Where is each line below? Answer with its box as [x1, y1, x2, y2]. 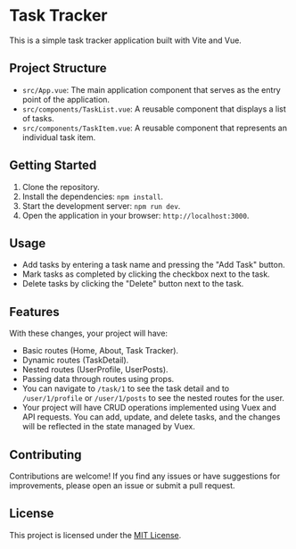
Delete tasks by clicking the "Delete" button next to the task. [21, 279, 244, 289]
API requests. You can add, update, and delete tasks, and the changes [21, 412, 281, 422]
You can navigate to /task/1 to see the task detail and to [21, 383, 230, 394]
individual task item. [21, 131, 96, 143]
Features [9, 304, 60, 320]
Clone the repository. [21, 181, 100, 192]
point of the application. [21, 94, 110, 104]
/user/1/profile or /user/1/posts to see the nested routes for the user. [21, 393, 285, 403]
